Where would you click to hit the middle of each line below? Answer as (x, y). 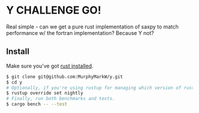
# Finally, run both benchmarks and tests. (61, 99)
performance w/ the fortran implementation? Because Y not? (80, 33)
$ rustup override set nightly (45, 93)
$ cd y (14, 82)
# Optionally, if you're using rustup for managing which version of (94, 88)
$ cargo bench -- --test (37, 104)
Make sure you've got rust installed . (50, 66)
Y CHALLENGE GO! (54, 10)
